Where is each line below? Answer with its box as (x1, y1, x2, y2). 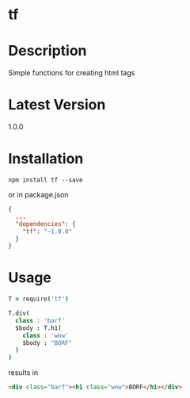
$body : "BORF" (22, 339, 73, 346)
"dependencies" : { (15, 220, 77, 228)
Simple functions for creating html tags (8, 68, 135, 78)
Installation (8, 150, 84, 168)
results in (8, 368, 38, 377)
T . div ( (8, 309, 30, 318)
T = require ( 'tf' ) (8, 295, 69, 303)
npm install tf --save (8, 176, 83, 184)
